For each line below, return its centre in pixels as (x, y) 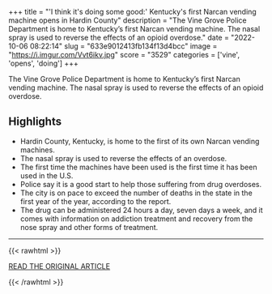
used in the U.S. (47, 175)
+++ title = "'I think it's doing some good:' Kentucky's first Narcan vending (132, 12)
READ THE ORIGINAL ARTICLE (59, 266)
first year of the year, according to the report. (96, 201)
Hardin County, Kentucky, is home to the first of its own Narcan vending (140, 141)
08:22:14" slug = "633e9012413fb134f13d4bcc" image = (123, 46)
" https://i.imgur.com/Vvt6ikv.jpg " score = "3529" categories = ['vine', (124, 55)
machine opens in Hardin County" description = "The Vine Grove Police (127, 20)
